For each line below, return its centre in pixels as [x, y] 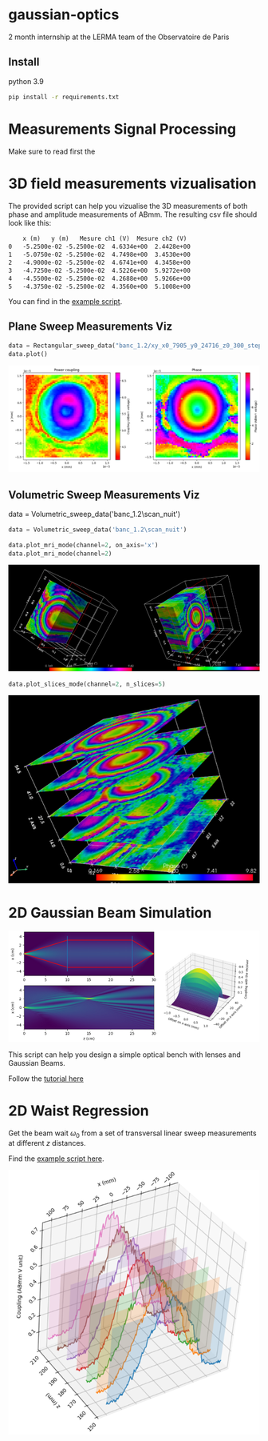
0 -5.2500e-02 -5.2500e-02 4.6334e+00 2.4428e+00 [100, 246]
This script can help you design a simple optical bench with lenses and [124, 1055]
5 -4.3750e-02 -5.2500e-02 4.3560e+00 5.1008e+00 [100, 286]
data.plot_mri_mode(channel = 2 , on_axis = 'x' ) [83, 545]
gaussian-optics [64, 15]
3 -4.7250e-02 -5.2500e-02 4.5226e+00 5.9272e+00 [100, 270]
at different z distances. [47, 1143]
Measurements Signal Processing [122, 129]
